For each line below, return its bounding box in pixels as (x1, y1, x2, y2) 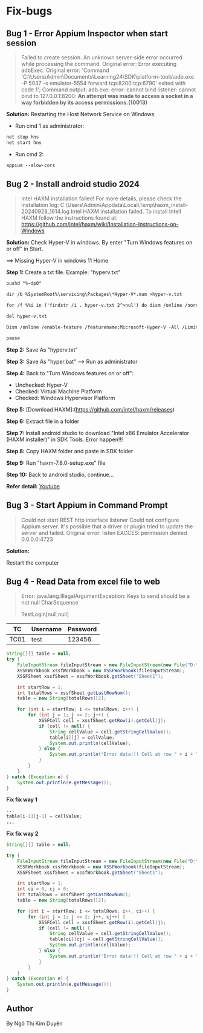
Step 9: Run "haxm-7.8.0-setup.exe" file (6, 459, 106, 467)
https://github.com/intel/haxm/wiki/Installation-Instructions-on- (21, 221, 179, 228)
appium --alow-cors (6, 162, 56, 168)
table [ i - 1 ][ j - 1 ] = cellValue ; (6, 813, 83, 819)
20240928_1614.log (21, 208, 70, 215)
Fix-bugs (6, 4, 53, 18)
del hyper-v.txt (6, 313, 47, 320)
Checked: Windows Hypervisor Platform (14, 394, 115, 401)
